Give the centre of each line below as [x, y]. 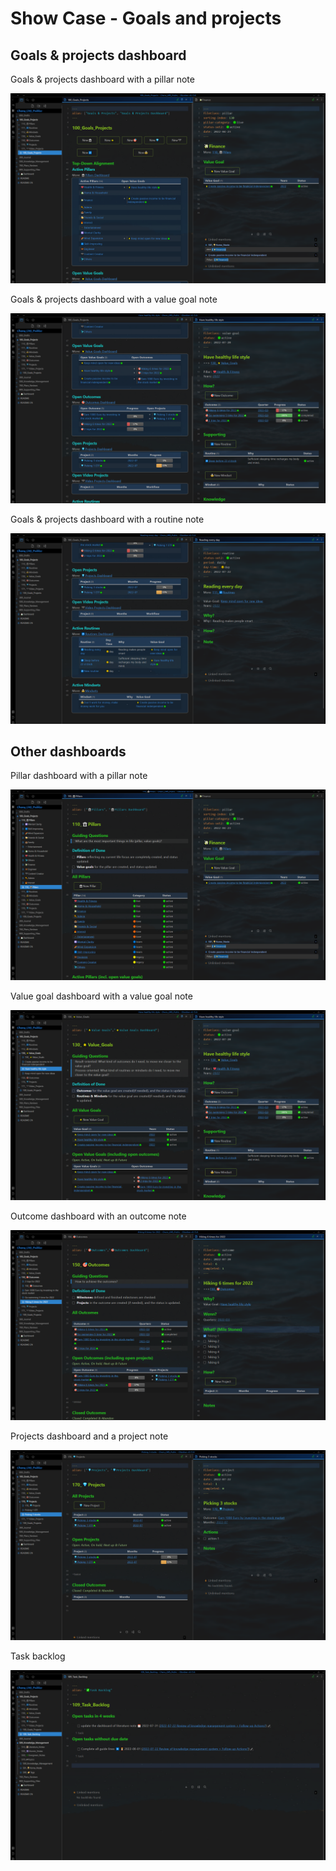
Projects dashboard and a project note [89, 1436]
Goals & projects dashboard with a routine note [107, 519]
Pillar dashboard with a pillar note [79, 776]
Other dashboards [68, 751]
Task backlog [38, 1656]
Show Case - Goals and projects [146, 18]
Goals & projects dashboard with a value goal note [114, 299]
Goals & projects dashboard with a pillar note [102, 79]
